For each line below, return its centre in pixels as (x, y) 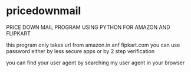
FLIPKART (18, 33)
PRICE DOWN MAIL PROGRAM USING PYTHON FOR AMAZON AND (88, 27)
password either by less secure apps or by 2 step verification (80, 51)
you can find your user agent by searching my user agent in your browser (95, 63)
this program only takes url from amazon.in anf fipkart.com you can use (93, 45)
